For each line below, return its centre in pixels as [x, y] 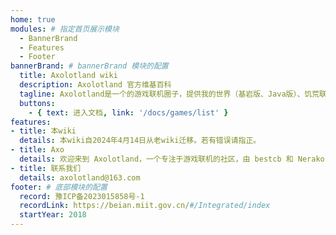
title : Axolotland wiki [68, 76]
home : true [33, 19]
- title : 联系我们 [46, 168]
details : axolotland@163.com [80, 177]
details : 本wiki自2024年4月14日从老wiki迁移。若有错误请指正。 [140, 141]
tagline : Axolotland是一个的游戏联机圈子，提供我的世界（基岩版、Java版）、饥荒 [169, 94]
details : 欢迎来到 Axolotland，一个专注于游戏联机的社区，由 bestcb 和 [156, 159]
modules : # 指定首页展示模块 [65, 29]
